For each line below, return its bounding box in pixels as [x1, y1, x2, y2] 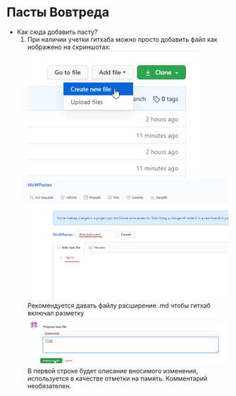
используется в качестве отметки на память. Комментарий [27, 374, 208, 383]
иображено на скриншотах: [27, 42, 111, 51]
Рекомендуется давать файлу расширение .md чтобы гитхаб [27, 301, 211, 310]
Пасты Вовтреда [6, 4, 110, 21]
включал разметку [27, 308, 85, 317]
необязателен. [27, 381, 72, 390]
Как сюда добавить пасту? [16, 28, 98, 36]
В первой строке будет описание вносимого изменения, [27, 366, 199, 375]
